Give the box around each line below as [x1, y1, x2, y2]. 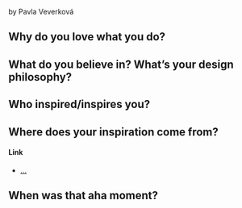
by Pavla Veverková [8, 7, 74, 16]
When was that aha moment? [8, 189, 159, 202]
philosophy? [8, 70, 73, 84]
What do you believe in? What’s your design [8, 57, 234, 71]
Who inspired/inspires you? [8, 98, 151, 111]
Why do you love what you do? [8, 30, 166, 44]
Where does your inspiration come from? [8, 125, 219, 139]
